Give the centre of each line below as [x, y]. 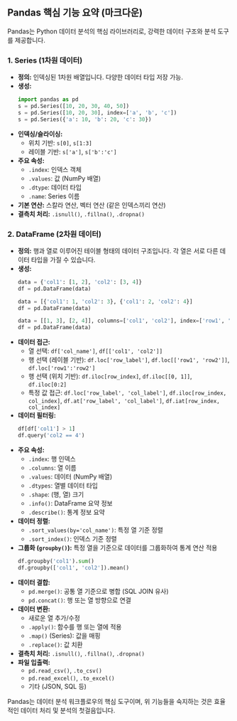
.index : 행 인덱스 [52, 459]
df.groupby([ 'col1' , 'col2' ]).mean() [73, 567]
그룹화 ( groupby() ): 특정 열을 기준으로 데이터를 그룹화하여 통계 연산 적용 [117, 548]
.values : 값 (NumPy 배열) [65, 178]
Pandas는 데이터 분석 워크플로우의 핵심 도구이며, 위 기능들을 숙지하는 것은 [110, 701]
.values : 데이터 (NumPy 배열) [70, 476]
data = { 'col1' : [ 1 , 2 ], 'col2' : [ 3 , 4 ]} [80, 282]
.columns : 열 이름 [52, 467]
